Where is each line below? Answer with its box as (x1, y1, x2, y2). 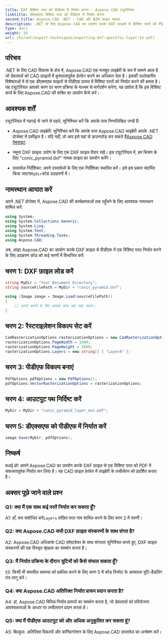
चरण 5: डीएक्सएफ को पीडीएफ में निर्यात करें (5, 422, 106, 431)
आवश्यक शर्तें (5, 105, 35, 113)
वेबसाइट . (12, 139, 27, 145)
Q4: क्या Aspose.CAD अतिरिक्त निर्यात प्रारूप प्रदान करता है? (5, 587, 124, 594)
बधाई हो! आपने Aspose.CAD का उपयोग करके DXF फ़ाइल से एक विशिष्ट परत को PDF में (5, 462, 151, 469)
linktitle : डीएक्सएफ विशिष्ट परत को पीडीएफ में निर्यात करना (5, 12, 104, 17)
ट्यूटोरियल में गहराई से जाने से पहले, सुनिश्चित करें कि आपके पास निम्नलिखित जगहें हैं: (5, 118, 140, 124)
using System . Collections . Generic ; (5, 219, 79, 224)
